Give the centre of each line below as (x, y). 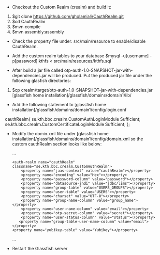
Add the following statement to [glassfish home (59, 104)
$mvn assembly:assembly (38, 32)
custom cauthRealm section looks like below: (57, 144)
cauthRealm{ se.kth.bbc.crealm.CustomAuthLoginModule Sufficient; (73, 119)
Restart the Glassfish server (40, 248)
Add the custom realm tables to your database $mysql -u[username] (80, 56)
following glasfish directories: (41, 80)
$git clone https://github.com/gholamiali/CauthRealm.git (68, 16)
